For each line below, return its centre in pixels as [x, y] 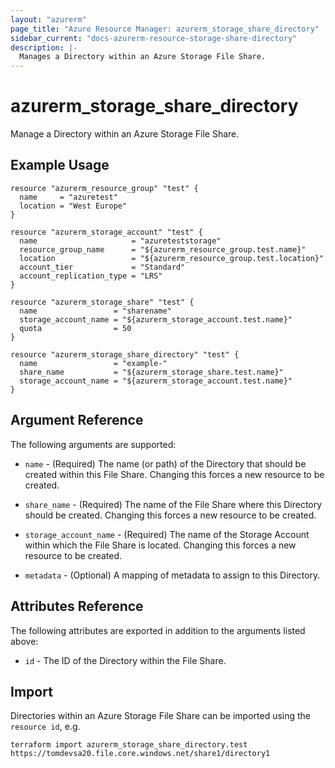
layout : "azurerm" [48, 19]
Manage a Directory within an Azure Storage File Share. [125, 134]
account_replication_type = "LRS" [91, 276]
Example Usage [60, 165]
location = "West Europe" [73, 206]
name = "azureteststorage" [120, 241]
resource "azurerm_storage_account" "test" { [106, 232]
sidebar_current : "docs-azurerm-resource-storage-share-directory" [154, 38]
